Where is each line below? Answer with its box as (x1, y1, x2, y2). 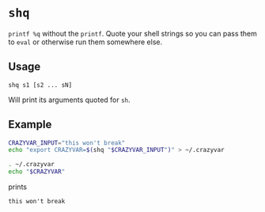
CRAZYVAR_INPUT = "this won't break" (8, 138, 126, 147)
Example (8, 118, 52, 131)
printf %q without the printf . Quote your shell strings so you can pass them (8, 28, 257, 38)
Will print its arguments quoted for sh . (8, 95, 131, 104)
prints (8, 182, 28, 191)
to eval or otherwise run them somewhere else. (8, 37, 163, 47)
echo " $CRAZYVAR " (8, 168, 66, 176)
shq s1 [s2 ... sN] (8, 81, 73, 89)
